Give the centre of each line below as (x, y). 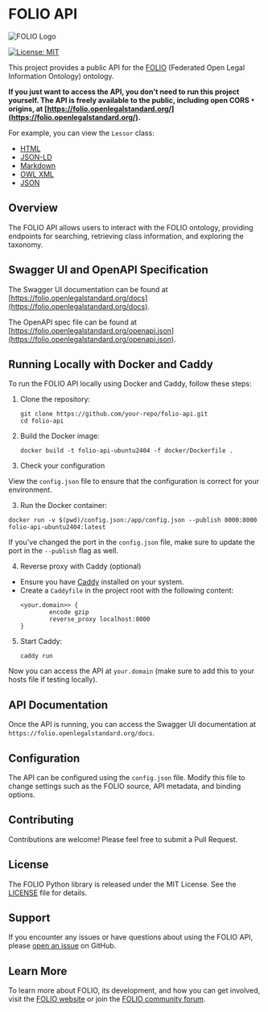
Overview (33, 208)
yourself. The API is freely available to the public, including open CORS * (132, 100)
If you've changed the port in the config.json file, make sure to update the (132, 542)
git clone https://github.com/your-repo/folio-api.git (114, 414)
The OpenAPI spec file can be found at (73, 322)
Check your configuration (62, 466)
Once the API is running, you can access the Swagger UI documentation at (132, 725)
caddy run (37, 656)
